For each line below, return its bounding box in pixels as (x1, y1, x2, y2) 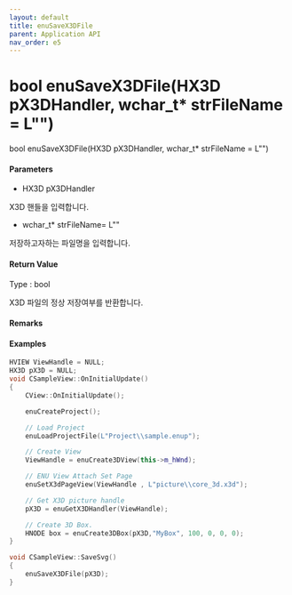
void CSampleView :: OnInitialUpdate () (9, 374, 149, 383)
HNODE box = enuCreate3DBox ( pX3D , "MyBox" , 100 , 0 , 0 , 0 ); (25, 528, 244, 538)
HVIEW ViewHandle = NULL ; (9, 358, 105, 367)
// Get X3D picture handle (25, 495, 125, 505)
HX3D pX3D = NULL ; (9, 366, 77, 375)
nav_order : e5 (9, 37, 62, 47)
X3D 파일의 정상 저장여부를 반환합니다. (9, 297, 144, 308)
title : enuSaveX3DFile (9, 21, 93, 30)
